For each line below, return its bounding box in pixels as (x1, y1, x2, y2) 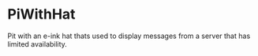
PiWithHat (7, 5, 76, 23)
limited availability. (7, 39, 68, 48)
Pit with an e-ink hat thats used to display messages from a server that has (7, 31, 251, 40)
